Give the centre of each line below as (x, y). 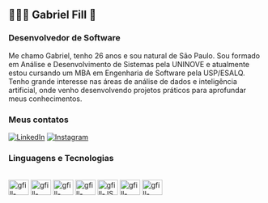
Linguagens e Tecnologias (61, 158)
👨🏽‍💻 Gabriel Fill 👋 (53, 15)
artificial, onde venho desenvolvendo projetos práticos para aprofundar (128, 90)
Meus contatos (38, 120)
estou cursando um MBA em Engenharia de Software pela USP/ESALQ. (127, 73)
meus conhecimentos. (45, 99)
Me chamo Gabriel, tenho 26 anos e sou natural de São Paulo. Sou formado (134, 55)
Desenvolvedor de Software (64, 38)
